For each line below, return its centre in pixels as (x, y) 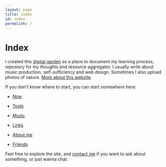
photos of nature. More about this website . (49, 78)
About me (22, 135)
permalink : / (19, 23)
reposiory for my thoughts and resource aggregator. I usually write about (79, 67)
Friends (20, 144)
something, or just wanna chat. (37, 159)
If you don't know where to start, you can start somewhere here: (71, 87)
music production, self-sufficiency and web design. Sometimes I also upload (83, 72)
